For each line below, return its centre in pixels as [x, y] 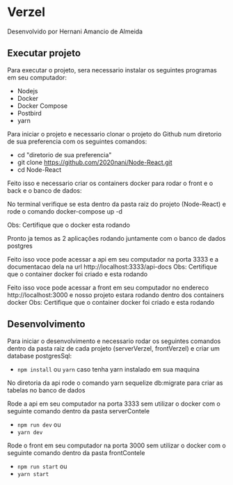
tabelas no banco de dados [46, 390]
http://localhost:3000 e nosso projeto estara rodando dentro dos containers [116, 295]
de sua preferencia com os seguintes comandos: [77, 141]
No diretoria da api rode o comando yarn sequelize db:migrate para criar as [115, 383]
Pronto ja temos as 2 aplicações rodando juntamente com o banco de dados [116, 238]
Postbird [29, 113]
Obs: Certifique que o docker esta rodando [69, 225]
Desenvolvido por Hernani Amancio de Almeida [75, 31]
